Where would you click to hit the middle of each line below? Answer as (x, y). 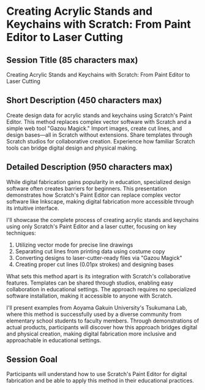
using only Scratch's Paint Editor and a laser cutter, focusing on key (91, 226)
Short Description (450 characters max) (84, 100)
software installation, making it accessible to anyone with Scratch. (90, 296)
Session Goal (32, 360)
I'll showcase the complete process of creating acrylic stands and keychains (102, 220)
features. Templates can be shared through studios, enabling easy (90, 283)
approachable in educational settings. (54, 340)
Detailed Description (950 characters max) (90, 167)
